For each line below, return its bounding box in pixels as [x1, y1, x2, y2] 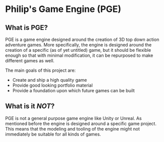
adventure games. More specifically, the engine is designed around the [5, 42, 151, 48]
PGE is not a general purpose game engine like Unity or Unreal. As [5, 115, 142, 121]
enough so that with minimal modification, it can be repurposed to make [5, 52, 153, 58]
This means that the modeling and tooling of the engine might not [5, 126, 140, 132]
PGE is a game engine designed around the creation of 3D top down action [5, 36, 159, 42]
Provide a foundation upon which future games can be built [12, 88, 135, 93]
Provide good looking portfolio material [12, 82, 93, 88]
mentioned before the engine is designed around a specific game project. [5, 121, 156, 127]
